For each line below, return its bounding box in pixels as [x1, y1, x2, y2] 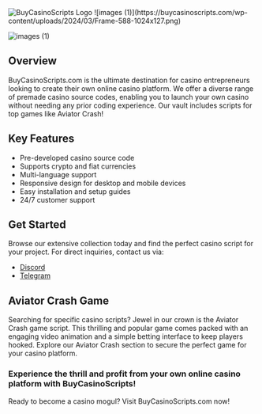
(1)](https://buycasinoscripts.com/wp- [123, 8, 249, 17]
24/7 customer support [19, 195, 95, 204]
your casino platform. [8, 348, 77, 359]
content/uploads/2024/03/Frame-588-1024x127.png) [8, 16, 182, 25]
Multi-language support [19, 169, 97, 179]
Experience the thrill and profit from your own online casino [8, 368, 241, 379]
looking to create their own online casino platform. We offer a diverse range [8, 83, 254, 93]
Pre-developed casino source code [19, 153, 135, 162]
